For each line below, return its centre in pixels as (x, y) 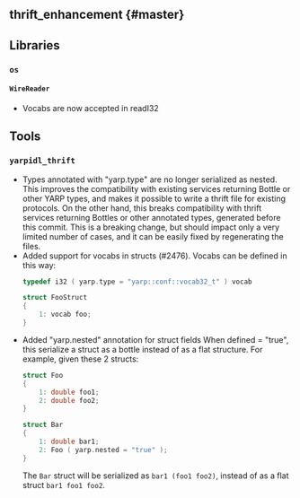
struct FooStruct (55, 298)
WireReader (30, 89)
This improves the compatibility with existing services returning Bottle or (156, 188)
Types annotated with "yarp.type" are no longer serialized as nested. (150, 179)
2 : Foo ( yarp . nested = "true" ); (103, 450)
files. (31, 246)
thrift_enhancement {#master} (97, 15)
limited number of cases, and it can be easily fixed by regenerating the (153, 236)
